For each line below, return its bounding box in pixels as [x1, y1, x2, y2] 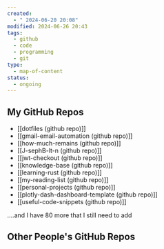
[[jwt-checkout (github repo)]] [17, 154, 103, 162]
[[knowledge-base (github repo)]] [17, 161, 113, 170]
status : [7, 74, 30, 81]
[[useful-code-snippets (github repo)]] [17, 198, 127, 206]
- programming [13, 49, 54, 56]
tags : [7, 29, 23, 37]
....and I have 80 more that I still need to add [7, 211, 132, 219]
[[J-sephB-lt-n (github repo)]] [17, 146, 102, 155]
